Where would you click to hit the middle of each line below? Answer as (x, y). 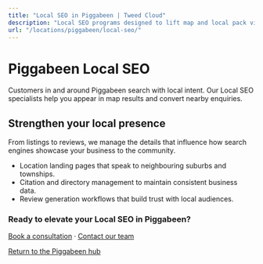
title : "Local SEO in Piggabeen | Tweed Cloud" (87, 15)
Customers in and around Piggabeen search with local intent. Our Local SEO (131, 90)
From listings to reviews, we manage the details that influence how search (128, 143)
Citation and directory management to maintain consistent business (128, 183)
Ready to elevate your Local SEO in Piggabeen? (100, 219)
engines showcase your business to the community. (92, 150)
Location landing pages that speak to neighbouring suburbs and (123, 166)
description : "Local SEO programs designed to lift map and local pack (127, 23)
